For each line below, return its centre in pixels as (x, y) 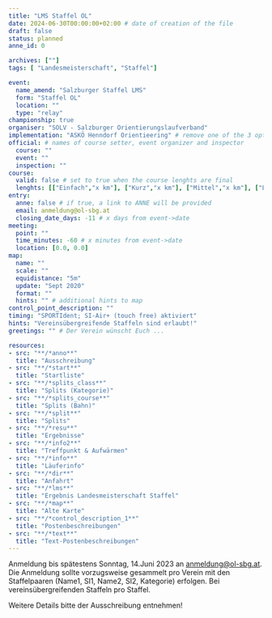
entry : (19, 196)
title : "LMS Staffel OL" (50, 16)
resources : (27, 345)
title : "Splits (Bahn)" (55, 405)
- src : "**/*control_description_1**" (74, 519)
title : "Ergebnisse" (50, 436)
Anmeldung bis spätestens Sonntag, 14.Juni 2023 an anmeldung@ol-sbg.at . (136, 564)
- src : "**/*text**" (43, 533)
